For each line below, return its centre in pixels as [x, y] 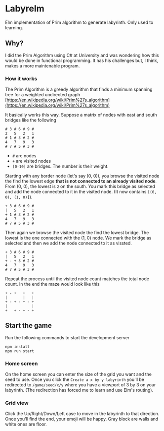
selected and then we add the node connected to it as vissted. [68, 243]
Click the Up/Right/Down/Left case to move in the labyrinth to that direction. [82, 414]
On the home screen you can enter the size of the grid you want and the [79, 374]
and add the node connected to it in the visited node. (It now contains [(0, [81, 192]
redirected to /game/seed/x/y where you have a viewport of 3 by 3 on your [81, 385]
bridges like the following [31, 120]
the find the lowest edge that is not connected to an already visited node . [81, 181]
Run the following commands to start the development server [67, 337]
